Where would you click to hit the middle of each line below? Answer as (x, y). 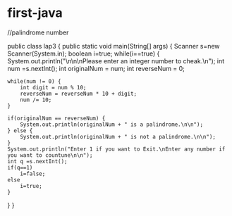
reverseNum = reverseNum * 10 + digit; (79, 94)
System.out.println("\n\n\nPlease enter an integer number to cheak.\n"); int (116, 61)
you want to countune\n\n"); (50, 155)
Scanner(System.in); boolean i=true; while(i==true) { (84, 53)
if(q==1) (20, 167)
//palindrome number (38, 32)
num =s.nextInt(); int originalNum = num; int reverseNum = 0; (96, 68)
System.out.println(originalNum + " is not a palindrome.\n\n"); (118, 136)
